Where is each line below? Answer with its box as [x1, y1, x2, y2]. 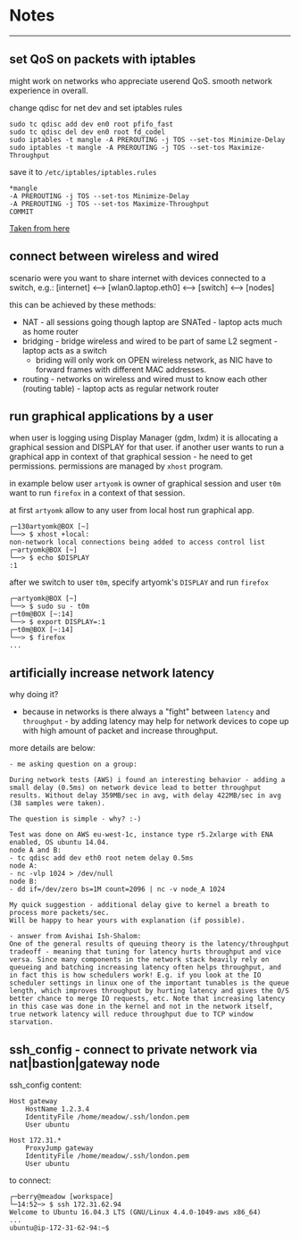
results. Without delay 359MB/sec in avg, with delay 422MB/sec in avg [9, 791, 281, 800]
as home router [21, 326, 79, 337]
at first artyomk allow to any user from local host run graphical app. [9, 505, 254, 516]
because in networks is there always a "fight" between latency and [21, 706, 271, 717]
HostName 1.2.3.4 [25, 1104, 90, 1113]
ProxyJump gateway [25, 1144, 94, 1153]
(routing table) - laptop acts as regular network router [21, 383, 220, 394]
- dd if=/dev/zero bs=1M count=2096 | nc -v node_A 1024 [9, 885, 226, 894]
